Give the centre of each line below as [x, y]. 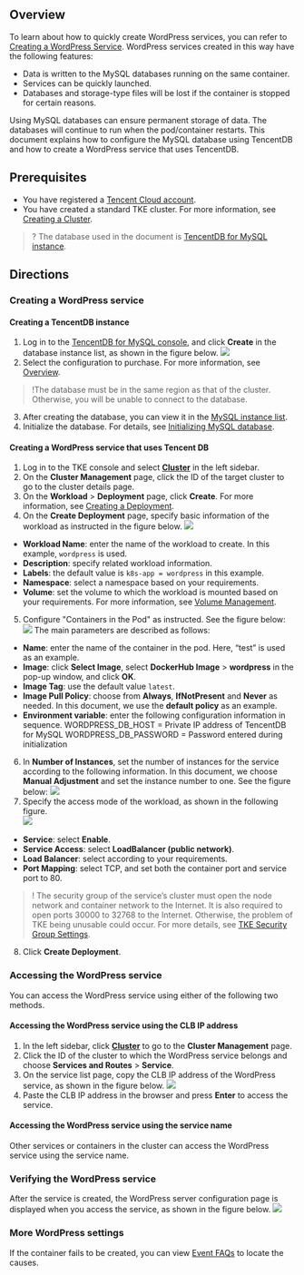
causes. [24, 1262]
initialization [45, 744]
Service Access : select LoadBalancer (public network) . [128, 849]
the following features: [51, 56]
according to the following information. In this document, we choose [150, 771]
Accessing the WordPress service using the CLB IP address [124, 1025]
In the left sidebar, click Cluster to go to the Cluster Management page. [157, 1045]
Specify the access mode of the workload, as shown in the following [150, 801]
